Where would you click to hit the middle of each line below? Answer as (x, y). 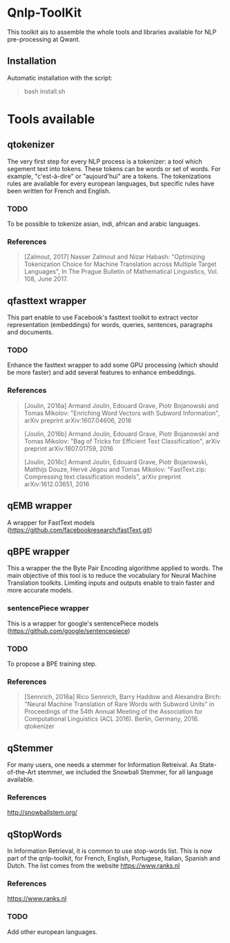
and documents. (30, 332)
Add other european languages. (52, 932)
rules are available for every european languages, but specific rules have (111, 183)
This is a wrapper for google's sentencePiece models (83, 623)
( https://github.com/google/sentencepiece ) (69, 631)
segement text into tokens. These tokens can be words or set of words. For (114, 168)
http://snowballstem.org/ (42, 813)
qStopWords (35, 834)
